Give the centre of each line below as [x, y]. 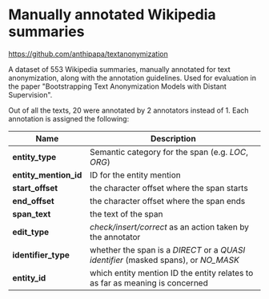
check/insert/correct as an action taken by [169, 227]
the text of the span [126, 213]
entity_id [29, 277]
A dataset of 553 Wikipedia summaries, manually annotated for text [119, 69]
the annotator [115, 237]
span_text [32, 213]
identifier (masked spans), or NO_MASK [165, 260]
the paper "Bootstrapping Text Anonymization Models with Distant [117, 86]
